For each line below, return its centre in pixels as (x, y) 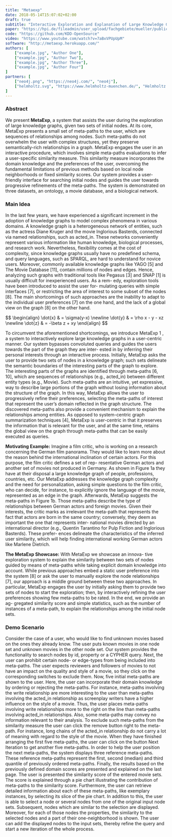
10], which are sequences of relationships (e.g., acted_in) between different (85, 376)
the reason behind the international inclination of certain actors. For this (81, 457)
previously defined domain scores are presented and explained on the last (84, 769)
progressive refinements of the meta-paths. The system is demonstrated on (85, 185)
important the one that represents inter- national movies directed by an (80, 522)
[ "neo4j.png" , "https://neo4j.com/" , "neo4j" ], (66, 81)
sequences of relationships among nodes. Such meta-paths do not (76, 136)
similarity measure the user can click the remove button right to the (76, 726)
